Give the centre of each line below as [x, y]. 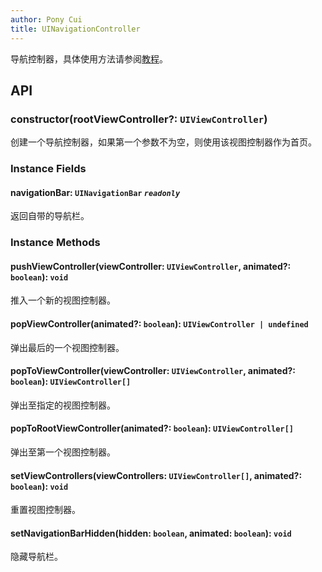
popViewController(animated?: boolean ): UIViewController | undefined [159, 324]
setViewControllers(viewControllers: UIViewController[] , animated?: [156, 475]
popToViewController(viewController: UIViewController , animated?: [153, 371]
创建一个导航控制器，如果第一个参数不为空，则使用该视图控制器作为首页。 [163, 142]
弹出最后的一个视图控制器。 [67, 347]
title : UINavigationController [75, 29]
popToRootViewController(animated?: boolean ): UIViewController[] [152, 428]
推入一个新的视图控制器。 [63, 300]
